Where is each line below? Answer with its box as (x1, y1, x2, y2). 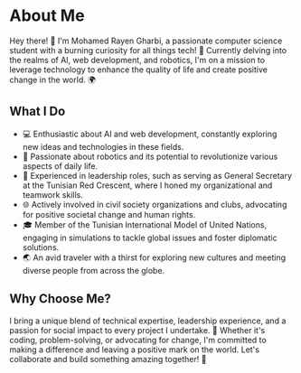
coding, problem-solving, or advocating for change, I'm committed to (9, 334, 267, 345)
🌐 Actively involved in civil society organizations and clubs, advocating (22, 199, 287, 210)
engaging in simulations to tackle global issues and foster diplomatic (22, 232, 277, 243)
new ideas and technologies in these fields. (22, 141, 184, 152)
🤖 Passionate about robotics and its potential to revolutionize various (22, 151, 278, 162)
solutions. (22, 241, 60, 253)
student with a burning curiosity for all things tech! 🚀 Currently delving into (9, 44, 287, 55)
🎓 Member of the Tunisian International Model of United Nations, (22, 219, 268, 230)
